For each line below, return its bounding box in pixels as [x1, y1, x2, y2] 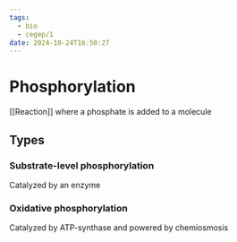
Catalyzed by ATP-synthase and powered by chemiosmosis [9, 222, 229, 233]
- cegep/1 [17, 30, 54, 39]
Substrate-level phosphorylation [9, 159, 155, 171]
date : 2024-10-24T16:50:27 [9, 38, 110, 48]
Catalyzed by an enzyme [9, 179, 101, 190]
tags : [9, 13, 30, 22]
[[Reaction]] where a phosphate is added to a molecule [9, 107, 212, 117]
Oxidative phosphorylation [9, 202, 128, 214]
